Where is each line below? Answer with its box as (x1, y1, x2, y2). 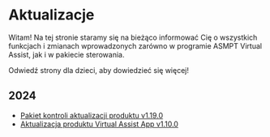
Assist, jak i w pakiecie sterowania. (8, 49, 125, 59)
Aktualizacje (8, 6, 95, 24)
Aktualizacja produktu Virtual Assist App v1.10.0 (19, 119, 178, 129)
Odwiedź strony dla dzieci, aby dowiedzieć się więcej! (8, 65, 189, 75)
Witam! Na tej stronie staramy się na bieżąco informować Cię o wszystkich (8, 32, 258, 42)
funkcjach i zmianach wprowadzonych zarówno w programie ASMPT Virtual (8, 41, 262, 50)
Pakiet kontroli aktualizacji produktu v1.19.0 (19, 110, 164, 120)
